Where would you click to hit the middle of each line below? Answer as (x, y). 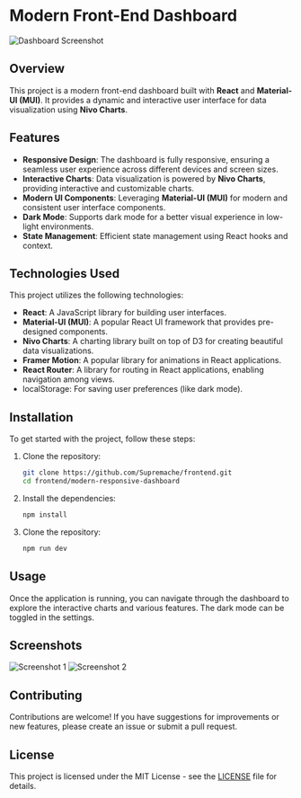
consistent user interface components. (94, 207)
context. (38, 245)
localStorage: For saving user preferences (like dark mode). (133, 389)
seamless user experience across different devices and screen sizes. (150, 169)
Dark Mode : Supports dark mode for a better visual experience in (143, 217)
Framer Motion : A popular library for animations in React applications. (151, 360)
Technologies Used (64, 274)
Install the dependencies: (69, 498)
